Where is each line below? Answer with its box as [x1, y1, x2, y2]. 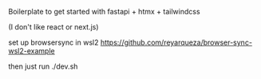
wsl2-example [8, 46, 55, 55]
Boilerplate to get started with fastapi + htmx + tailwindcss [8, 7, 201, 16]
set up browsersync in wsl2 [8, 38, 99, 47]
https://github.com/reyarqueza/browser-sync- [100, 38, 253, 47]
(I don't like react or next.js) [8, 22, 99, 31]
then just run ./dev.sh [8, 61, 78, 71]
